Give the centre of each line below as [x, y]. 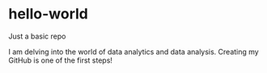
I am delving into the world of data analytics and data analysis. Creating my [133, 51]
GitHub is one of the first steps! [61, 60]
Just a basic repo [37, 36]
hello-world [49, 14]
